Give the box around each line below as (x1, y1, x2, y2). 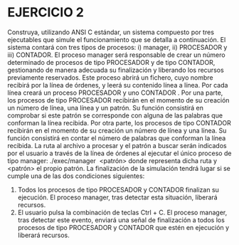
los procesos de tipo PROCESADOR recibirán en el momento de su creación (7, 95, 230, 104)
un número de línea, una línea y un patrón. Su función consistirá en (7, 103, 204, 112)
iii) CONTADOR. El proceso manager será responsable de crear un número (7, 51, 225, 59)
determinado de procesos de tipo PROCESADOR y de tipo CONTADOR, (7, 58, 216, 66)
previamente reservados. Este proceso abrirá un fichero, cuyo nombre (7, 73, 213, 82)
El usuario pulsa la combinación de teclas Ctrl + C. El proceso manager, (17, 208, 228, 217)
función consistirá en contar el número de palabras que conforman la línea (7, 133, 226, 142)
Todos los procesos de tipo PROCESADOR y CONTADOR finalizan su (17, 185, 219, 194)
